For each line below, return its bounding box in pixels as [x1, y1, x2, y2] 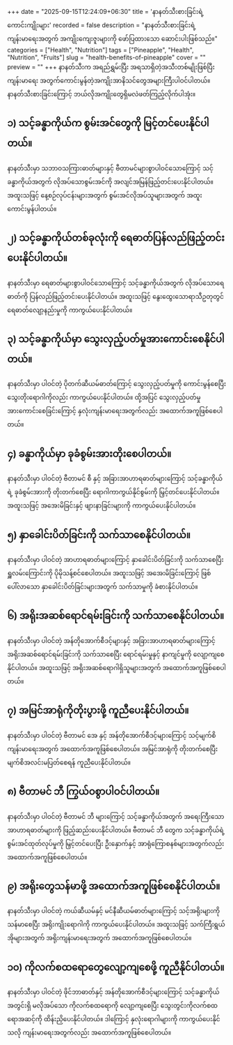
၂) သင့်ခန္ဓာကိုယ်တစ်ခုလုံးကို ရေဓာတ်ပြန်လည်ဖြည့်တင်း [7, 232, 225, 244]
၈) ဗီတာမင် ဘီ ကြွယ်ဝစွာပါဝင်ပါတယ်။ [7, 786, 160, 798]
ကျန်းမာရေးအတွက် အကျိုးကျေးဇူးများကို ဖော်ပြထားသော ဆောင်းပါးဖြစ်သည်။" [7, 34, 218, 43]
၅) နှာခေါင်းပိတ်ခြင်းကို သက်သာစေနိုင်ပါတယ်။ [7, 529, 191, 541]
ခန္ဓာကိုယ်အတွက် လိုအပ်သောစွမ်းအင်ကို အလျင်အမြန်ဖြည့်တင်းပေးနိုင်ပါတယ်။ [7, 177, 214, 186]
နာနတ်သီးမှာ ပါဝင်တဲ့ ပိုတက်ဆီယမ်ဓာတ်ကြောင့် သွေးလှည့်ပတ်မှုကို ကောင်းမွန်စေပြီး [7, 380, 227, 388]
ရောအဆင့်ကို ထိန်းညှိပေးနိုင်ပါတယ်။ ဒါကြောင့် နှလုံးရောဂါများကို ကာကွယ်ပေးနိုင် [7, 1015, 220, 1023]
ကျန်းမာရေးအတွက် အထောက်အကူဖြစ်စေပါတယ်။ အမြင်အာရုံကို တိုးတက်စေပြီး [7, 744, 218, 753]
